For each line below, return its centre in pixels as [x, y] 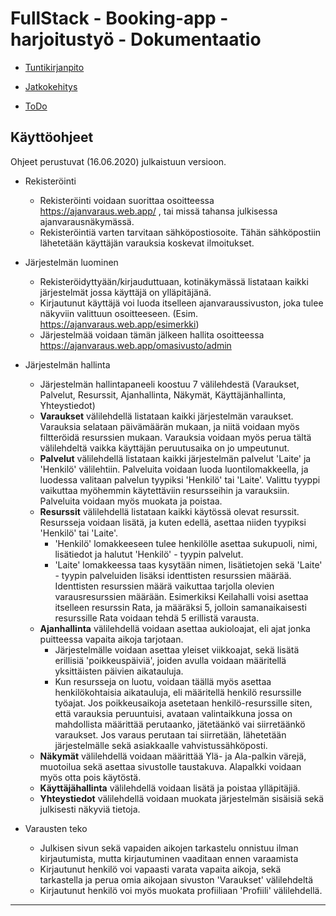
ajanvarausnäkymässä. [87, 221]
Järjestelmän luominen [71, 262]
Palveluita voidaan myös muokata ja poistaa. [131, 501]
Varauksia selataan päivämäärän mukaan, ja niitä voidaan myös [169, 426]
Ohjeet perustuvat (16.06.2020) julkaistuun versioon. [118, 161]
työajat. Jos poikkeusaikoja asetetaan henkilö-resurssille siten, [183, 703]
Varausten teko [56, 828]
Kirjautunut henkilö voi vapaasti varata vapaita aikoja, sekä [160, 869]
